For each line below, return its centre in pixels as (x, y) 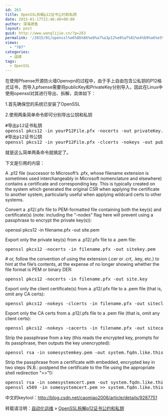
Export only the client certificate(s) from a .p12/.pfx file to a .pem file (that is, (84, 289)
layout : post (19, 29)
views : (12, 43)
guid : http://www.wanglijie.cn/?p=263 (45, 33)
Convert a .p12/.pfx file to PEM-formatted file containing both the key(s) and (83, 210)
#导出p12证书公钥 (24, 137)
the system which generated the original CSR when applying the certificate (82, 189)
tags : (11, 61)
